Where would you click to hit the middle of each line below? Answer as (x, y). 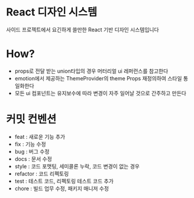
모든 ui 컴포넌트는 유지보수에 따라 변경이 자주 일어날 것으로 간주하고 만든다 (100, 93)
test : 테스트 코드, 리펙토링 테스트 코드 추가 (64, 181)
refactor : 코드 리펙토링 (42, 173)
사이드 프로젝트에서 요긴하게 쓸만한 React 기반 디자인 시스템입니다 (83, 30)
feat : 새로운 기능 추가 (40, 137)
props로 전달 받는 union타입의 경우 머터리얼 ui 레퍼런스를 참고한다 (91, 71)
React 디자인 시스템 (52, 12)
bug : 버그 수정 (32, 151)
